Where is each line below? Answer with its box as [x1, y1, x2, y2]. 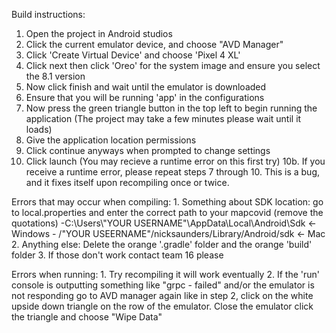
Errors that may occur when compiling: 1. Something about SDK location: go [11, 196, 324, 208]
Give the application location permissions [25, 134, 197, 146]
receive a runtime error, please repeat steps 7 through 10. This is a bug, [25, 166, 320, 178]
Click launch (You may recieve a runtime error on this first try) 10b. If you [25, 155, 326, 167]
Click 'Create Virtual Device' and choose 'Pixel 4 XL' [25, 49, 241, 61]
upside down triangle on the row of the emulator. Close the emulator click [11, 300, 314, 312]
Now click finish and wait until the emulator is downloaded [25, 81, 267, 93]
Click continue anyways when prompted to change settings [25, 145, 271, 156]
